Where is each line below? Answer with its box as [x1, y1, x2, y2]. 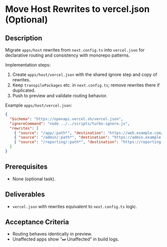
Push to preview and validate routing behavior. [12, 93, 108, 98]
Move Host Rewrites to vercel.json [5, 3, 150, 15]
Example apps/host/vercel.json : [5, 102, 72, 108]
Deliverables [5, 190, 45, 199]
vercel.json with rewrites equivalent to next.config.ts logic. [12, 203, 138, 209]
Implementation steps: [5, 62, 51, 68]
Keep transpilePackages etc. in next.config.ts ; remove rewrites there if [12, 82, 160, 88]
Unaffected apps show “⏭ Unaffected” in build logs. [12, 236, 119, 242]
